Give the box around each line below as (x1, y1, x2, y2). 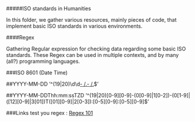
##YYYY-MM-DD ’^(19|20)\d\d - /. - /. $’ (6, 80, 99, 87)
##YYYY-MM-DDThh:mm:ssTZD (6, 92, 85, 99)
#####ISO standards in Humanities (6, 5, 91, 12)
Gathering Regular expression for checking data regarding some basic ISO (6, 45, 186, 52)
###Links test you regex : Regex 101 (6, 110, 93, 116)
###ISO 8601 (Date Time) (6, 69, 68, 76)
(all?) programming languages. (6, 58, 80, 65)
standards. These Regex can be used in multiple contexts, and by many (6, 52, 179, 58)
